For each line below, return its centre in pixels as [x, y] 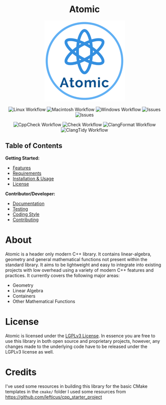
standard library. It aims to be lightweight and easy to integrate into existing [83, 265]
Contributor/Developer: [30, 193]
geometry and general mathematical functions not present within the [76, 259]
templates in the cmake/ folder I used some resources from [66, 391]
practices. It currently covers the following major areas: [62, 275]
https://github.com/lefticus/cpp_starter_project [54, 397]
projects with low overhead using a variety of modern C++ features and [79, 270]
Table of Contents [34, 146]
